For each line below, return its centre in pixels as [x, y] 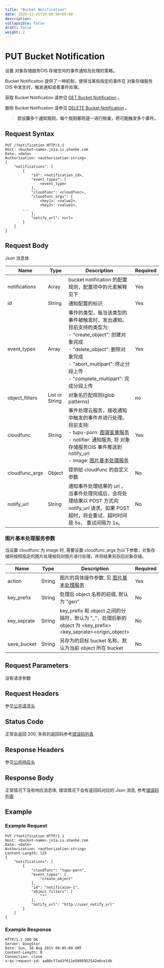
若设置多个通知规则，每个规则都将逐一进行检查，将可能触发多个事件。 [88, 118]
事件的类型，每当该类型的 [98, 312]
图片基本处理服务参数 [30, 538]
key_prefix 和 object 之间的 [90, 610]
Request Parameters [37, 666]
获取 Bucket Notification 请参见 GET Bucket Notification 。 [63, 97]
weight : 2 [15, 32]
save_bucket [22, 644]
